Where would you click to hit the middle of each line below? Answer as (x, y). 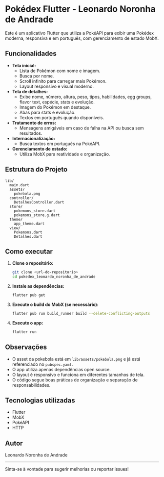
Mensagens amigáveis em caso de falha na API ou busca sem (82, 128)
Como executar (29, 251)
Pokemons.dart (28, 232)
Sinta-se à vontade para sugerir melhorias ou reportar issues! (67, 469)
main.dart (19, 185)
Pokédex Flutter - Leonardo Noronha (80, 9)
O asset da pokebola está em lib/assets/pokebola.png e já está (76, 359)
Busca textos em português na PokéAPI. (60, 144)
